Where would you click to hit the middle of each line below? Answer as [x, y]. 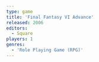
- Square [22, 34]
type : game [20, 12]
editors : [17, 28]
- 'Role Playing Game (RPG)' [47, 50]
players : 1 [20, 39]
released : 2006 [25, 22]
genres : [16, 45]
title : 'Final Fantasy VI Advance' [50, 17]
